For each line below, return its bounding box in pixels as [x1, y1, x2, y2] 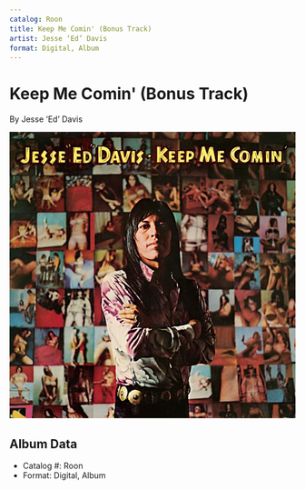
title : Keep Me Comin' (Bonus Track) [9, 24, 152, 34]
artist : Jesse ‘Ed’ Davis [9, 34, 107, 43]
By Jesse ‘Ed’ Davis [9, 114, 84, 125]
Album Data [9, 436, 78, 452]
